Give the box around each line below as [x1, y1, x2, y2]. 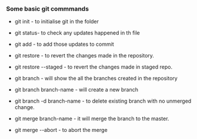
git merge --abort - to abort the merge [14, 127, 108, 134]
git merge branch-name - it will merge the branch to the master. [14, 115, 169, 122]
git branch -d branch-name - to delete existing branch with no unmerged [14, 97, 192, 104]
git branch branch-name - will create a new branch [14, 86, 138, 93]
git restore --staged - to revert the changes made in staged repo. [14, 63, 172, 70]
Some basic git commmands [6, 5, 89, 13]
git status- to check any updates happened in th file [14, 29, 140, 36]
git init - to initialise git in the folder [14, 18, 99, 25]
